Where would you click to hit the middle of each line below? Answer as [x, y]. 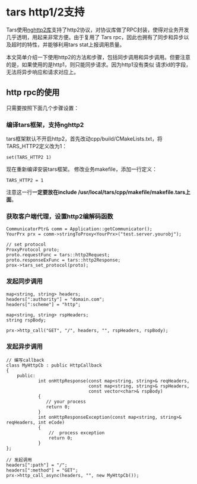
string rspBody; [26, 320]
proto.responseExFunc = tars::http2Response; [63, 260]
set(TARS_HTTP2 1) [29, 158]
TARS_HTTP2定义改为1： [37, 147]
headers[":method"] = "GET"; [42, 470]
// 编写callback [25, 360]
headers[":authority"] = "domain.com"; [55, 299]
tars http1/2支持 [45, 12]
